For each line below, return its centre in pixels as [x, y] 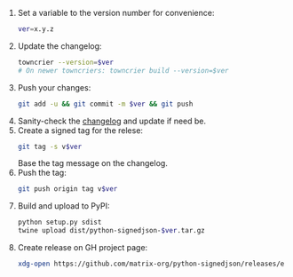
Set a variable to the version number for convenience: [116, 13]
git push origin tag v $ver [67, 189]
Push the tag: [42, 173]
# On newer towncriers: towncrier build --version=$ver [123, 70]
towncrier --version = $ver [65, 62]
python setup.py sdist [59, 222]
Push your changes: [54, 87]
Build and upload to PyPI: [63, 206]
